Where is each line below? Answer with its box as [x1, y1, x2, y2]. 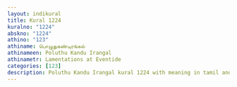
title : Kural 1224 [7, 17, 61, 24]
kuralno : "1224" [7, 23, 55, 30]
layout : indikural [7, 10, 61, 18]
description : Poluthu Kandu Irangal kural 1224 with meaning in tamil [7, 69, 219, 76]
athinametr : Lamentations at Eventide [7, 56, 121, 63]
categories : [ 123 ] [7, 62, 61, 69]
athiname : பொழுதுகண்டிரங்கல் [7, 43, 85, 50]
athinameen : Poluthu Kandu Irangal [7, 50, 112, 57]
